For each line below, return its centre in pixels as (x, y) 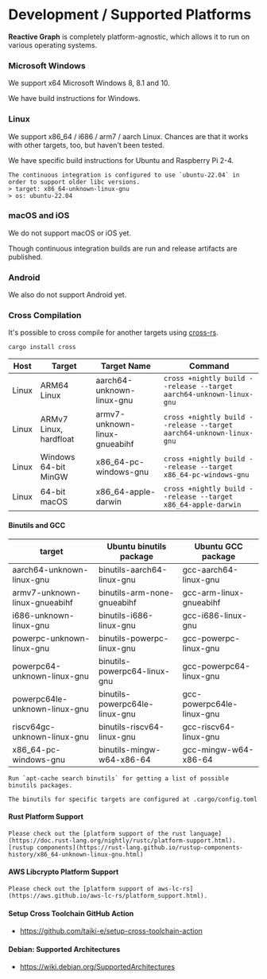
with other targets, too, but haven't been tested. (86, 145)
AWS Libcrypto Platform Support (64, 872)
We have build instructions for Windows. (74, 99)
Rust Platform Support (46, 817)
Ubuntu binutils (137, 546)
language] (206, 833)
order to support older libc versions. (74, 182)
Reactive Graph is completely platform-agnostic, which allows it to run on (129, 37)
